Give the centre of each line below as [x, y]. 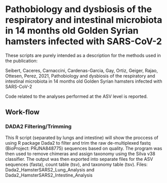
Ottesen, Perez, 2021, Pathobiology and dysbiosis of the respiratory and [80, 76]
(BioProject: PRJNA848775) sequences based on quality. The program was [84, 148]
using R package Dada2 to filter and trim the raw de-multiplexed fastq [78, 143]
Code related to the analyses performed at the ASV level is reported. [77, 96]
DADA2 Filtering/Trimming [38, 127]
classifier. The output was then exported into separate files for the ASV [79, 159]
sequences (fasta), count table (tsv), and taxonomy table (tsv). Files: [76, 164]
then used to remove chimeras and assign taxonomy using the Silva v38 [80, 154]
